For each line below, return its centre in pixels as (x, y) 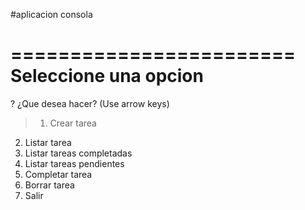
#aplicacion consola (51, 14)
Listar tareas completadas (78, 153)
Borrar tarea (49, 185)
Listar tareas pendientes (74, 163)
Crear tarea (73, 123)
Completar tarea (58, 174)
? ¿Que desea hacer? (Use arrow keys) (90, 103)
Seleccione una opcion (107, 76)
